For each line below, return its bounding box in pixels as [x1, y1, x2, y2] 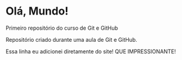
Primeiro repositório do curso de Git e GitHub [5, 24, 119, 32]
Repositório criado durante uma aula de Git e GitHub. [5, 36, 137, 43]
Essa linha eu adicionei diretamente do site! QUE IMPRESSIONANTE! [5, 47, 176, 55]
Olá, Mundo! [5, 4, 69, 18]
